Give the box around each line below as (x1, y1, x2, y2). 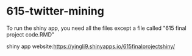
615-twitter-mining (6, 4, 105, 18)
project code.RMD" (6, 30, 55, 38)
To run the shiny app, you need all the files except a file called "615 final (6, 24, 187, 32)
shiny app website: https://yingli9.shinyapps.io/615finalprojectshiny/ (6, 43, 176, 50)
